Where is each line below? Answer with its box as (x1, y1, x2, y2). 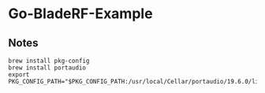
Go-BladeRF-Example (8, 5, 153, 23)
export (8, 71, 30, 79)
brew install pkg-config (8, 57, 90, 65)
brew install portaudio (8, 64, 87, 72)
